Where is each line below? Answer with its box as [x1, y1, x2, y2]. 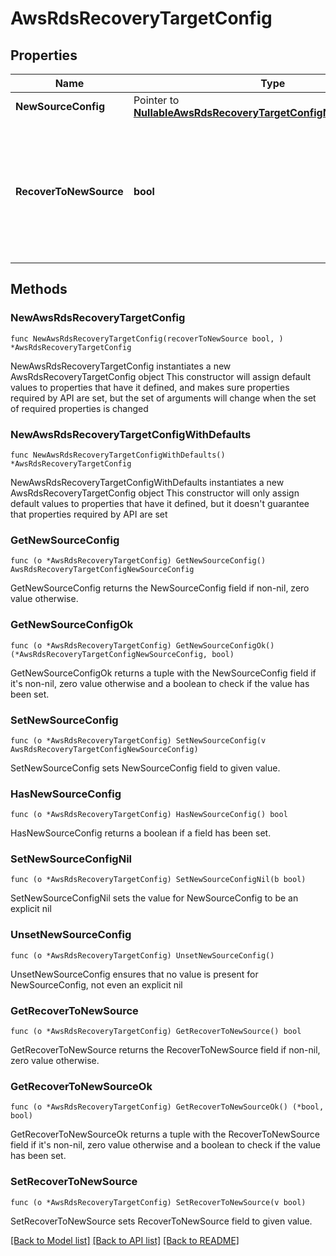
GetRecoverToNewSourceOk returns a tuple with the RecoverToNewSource [10, 1128, 320, 1141]
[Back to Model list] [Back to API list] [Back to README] [10, 1234, 240, 1246]
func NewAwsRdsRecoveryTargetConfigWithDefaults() [10, 450, 226, 460]
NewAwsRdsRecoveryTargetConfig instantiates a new [10, 360, 232, 372]
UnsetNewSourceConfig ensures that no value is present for [10, 968, 259, 980]
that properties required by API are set [10, 508, 168, 520]
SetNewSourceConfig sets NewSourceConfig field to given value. [10, 762, 281, 774]
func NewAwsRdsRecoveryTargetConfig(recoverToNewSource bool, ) [10, 333, 284, 344]
